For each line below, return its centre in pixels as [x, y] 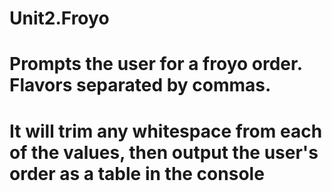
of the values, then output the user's [164, 152]
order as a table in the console [137, 173]
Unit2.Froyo [59, 18]
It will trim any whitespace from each [166, 131]
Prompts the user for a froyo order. [156, 64]
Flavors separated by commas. [140, 85]
